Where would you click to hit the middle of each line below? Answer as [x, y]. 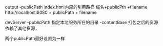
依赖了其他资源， [22, 28]
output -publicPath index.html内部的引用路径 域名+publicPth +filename [76, 7]
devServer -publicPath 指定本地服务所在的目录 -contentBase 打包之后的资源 [82, 22]
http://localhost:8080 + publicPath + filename [51, 12]
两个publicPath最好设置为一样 [35, 38]
